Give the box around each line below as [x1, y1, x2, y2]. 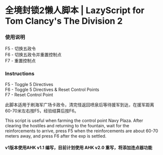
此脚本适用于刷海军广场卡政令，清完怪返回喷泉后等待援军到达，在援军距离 [5, 102, 154, 107]
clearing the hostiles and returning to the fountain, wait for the [5, 122, 129, 128]
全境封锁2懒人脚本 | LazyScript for [5, 5, 145, 16]
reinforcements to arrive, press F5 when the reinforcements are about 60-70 [5, 128, 158, 134]
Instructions [5, 70, 35, 77]
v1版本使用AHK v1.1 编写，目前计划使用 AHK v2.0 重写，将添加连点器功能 [5, 145, 152, 151]
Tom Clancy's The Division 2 [5, 16, 123, 27]
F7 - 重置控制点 [5, 58, 36, 64]
